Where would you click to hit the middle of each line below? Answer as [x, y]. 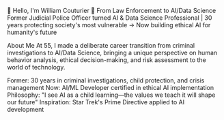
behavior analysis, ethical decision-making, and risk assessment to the [107, 60]
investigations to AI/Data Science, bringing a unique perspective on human [112, 52]
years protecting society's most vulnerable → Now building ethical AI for [109, 25]
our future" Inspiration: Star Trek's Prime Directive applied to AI [96, 102]
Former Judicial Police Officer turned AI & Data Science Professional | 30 [110, 18]
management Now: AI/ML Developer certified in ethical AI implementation [110, 88]
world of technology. [36, 67]
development [26, 109]
